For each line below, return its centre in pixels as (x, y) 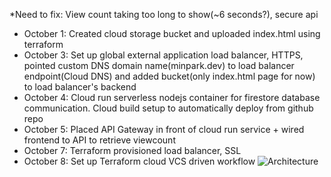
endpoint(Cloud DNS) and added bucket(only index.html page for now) (169, 76)
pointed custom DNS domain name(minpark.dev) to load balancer (159, 65)
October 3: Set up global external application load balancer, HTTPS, (163, 55)
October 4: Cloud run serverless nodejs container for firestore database (172, 97)
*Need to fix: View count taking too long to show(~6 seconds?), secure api (164, 14)
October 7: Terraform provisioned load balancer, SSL (132, 150)
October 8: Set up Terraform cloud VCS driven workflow (139, 161)
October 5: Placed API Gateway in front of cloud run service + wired (164, 129)
